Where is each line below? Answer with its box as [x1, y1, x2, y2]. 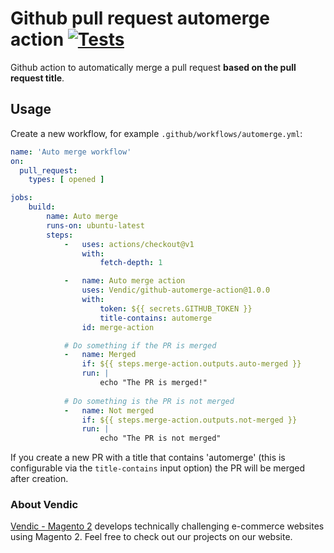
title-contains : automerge [99, 313, 213, 323]
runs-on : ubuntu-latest [46, 220, 145, 231]
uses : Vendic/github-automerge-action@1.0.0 [81, 285, 271, 296]
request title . [10, 72, 65, 84]
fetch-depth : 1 [99, 258, 163, 268]
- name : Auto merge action [63, 276, 186, 286]
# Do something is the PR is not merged [63, 396, 235, 406]
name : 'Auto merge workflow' [10, 147, 132, 157]
